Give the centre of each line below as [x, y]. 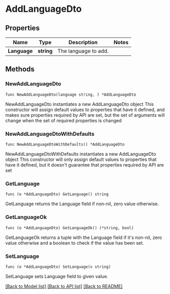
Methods [20, 69]
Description [83, 42]
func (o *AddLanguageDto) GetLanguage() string [57, 194]
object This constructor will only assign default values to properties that [81, 159]
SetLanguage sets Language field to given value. [57, 276]
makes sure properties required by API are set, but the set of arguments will [85, 115]
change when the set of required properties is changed [63, 120]
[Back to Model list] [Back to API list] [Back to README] [64, 286]
